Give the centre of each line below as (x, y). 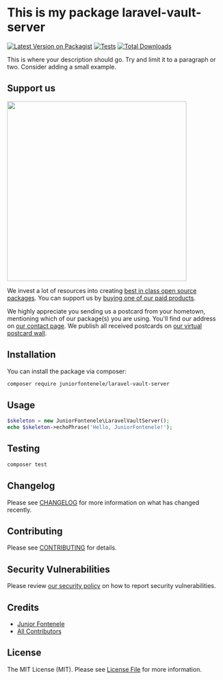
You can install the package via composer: (67, 371)
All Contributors (39, 631)
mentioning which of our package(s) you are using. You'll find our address (112, 318)
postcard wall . (27, 333)
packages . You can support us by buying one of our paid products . (102, 298)
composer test (27, 465)
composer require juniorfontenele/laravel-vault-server (88, 384)
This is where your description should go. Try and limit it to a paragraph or (112, 59)
